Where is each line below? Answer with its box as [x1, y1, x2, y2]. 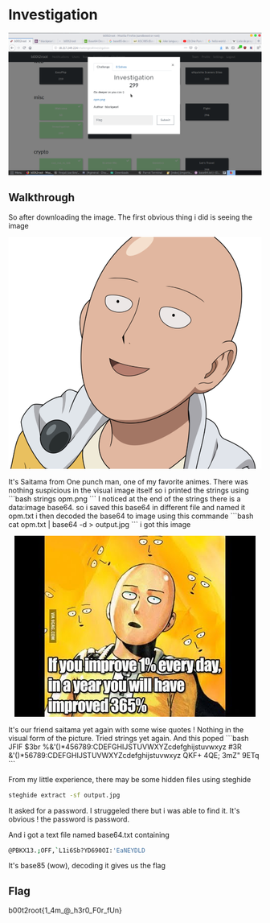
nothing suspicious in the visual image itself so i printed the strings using [8, 485, 249, 495]
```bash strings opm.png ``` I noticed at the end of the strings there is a [8, 493, 241, 504]
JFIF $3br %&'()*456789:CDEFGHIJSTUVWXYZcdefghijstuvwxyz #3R [8, 742, 243, 752]
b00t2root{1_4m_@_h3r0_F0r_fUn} [8, 905, 123, 915]
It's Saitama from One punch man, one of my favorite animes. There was [8, 476, 249, 486]
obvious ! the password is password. [8, 814, 130, 824]
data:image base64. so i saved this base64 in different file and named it [8, 502, 246, 512]
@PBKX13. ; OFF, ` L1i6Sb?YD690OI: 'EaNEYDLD [8, 847, 146, 855]
